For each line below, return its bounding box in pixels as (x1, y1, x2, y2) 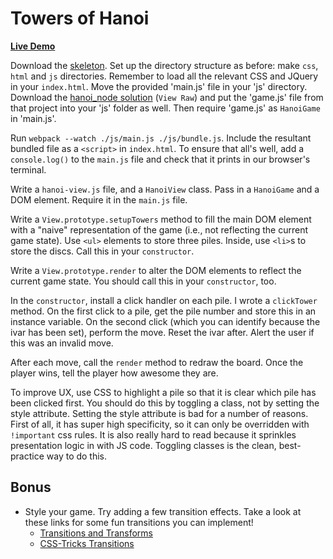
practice (10, 450, 45, 462)
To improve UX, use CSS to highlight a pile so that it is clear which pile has (10, 386, 317, 398)
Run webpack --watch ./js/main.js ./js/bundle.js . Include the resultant (10, 132, 312, 144)
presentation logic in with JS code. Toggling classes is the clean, (10, 439, 277, 451)
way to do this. (46, 450, 108, 462)
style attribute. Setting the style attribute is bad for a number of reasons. (10, 407, 309, 419)
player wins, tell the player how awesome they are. (10, 367, 219, 379)
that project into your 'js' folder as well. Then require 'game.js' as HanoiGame (10, 102, 321, 114)
